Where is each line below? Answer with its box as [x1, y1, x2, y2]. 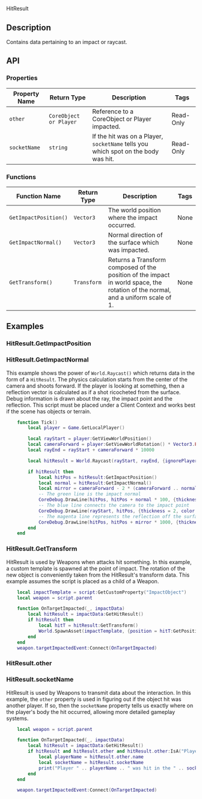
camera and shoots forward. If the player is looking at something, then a [6, 382, 185, 389]
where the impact [108, 213, 158, 222]
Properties [6, 74, 38, 83]
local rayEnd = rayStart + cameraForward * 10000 [28, 447, 155, 453]
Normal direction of [108, 231, 164, 239]
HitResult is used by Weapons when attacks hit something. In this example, [6, 558, 192, 565]
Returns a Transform [108, 255, 167, 264]
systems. [6, 715, 29, 722]
